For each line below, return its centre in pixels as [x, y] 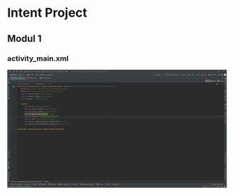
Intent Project [47, 13]
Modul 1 [24, 39]
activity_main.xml [38, 58]
